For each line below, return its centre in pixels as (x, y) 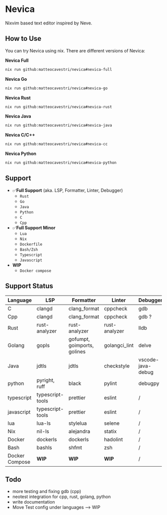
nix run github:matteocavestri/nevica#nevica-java (59, 126)
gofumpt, (80, 339)
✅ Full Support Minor (34, 227)
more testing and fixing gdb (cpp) (47, 492)
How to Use (23, 39)
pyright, (45, 380)
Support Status (29, 286)
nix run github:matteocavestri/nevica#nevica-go (56, 88)
